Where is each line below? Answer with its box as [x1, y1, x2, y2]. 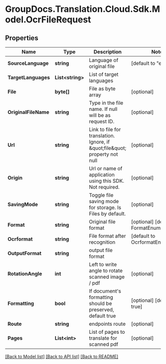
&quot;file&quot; [88, 145, 126, 152]
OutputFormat [7, 250, 42, 257]
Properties [5, 34, 39, 42]
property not [88, 151, 119, 157]
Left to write [88, 261, 117, 268]
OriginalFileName [7, 109, 49, 115]
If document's [88, 288, 122, 294]
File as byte [88, 85, 116, 92]
